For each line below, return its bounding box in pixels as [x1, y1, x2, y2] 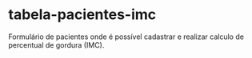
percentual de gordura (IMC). [8, 40, 105, 49]
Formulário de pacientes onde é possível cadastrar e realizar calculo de [8, 32, 244, 41]
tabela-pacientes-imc [8, 6, 157, 24]
